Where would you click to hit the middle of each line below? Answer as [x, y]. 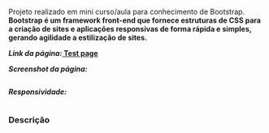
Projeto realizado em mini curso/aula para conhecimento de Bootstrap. [127, 12]
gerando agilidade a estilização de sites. [78, 37]
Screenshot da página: [48, 69]
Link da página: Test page [53, 53]
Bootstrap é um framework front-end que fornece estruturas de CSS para [135, 20]
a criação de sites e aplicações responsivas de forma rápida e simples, [130, 29]
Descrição [29, 119]
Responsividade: [38, 92]
